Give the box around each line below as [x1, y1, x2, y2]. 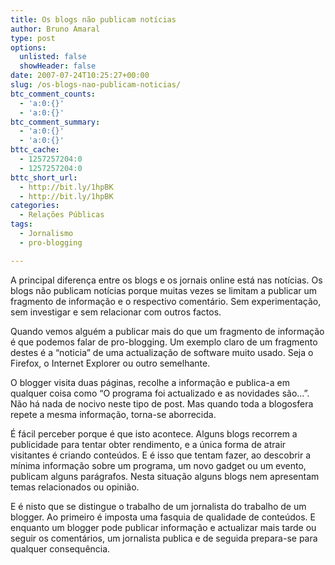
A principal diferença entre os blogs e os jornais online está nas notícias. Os [10, 274, 323, 286]
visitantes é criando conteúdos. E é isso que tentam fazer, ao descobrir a [10, 449, 312, 461]
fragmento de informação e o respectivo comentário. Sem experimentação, [10, 295, 322, 307]
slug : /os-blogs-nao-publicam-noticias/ [10, 80, 182, 90]
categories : [10, 201, 60, 211]
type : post [10, 33, 56, 43]
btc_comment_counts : [10, 89, 97, 99]
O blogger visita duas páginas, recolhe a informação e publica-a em [10, 376, 291, 388]
